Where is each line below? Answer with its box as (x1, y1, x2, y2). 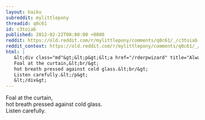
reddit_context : (6, 43, 47, 50)
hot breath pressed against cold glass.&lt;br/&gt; (13, 66, 149, 72)
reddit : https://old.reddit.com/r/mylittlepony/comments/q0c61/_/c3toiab (6, 37, 198, 43)
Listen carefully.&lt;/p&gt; (13, 72, 88, 78)
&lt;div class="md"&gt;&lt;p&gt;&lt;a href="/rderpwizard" (13, 54, 168, 61)
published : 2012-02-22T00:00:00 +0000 (6, 32, 105, 38)
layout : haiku (6, 9, 42, 15)
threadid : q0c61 (6, 20, 47, 26)
